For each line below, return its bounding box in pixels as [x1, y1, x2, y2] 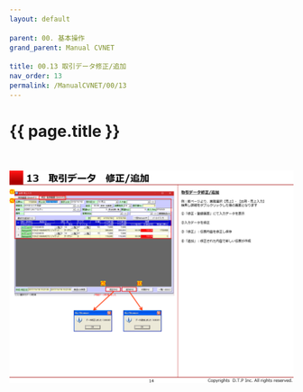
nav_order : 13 [9, 72, 63, 81]
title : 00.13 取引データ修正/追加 [9, 62, 127, 71]
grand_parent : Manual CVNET [9, 43, 115, 52]
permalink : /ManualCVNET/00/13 [9, 81, 127, 90]
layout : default [9, 14, 70, 23]
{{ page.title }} [9, 121, 121, 141]
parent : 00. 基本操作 [9, 33, 86, 42]
